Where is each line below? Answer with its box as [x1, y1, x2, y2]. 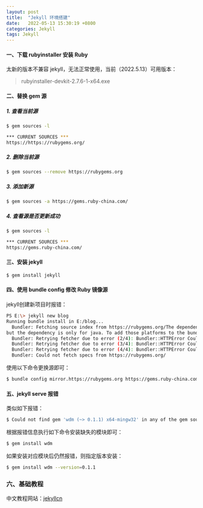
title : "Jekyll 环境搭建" [6, 15, 71, 21]
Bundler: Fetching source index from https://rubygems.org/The [11, 324, 174, 330]
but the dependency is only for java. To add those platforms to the [6, 330, 185, 336]
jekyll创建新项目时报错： [6, 301, 67, 308]
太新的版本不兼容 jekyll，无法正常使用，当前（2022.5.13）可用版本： [6, 65, 177, 73]
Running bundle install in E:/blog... [6, 318, 104, 324]
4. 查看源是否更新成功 [6, 212, 60, 219]
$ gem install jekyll [6, 272, 61, 278]
